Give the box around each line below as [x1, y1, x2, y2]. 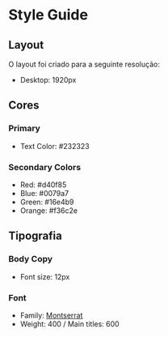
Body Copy [8, 254, 53, 265]
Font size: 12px [19, 271, 70, 281]
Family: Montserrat [19, 310, 83, 320]
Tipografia [8, 229, 62, 243]
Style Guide [8, 6, 89, 24]
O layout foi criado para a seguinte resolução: [8, 59, 160, 69]
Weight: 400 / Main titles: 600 [19, 318, 120, 329]
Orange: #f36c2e [19, 205, 78, 215]
